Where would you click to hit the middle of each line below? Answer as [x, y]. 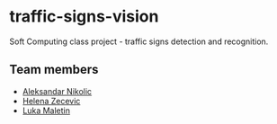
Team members [54, 70]
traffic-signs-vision [84, 17]
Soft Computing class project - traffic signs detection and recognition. [139, 41]
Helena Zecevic [51, 101]
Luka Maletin [46, 111]
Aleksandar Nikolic [57, 91]
